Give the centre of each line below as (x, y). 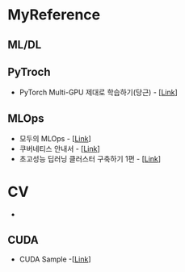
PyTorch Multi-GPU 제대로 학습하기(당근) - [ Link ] (99, 92)
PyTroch (29, 71)
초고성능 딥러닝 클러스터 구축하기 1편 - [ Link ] (90, 159)
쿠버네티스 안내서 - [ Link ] (59, 149)
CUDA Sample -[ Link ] (55, 259)
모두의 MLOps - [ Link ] (55, 139)
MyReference (54, 15)
